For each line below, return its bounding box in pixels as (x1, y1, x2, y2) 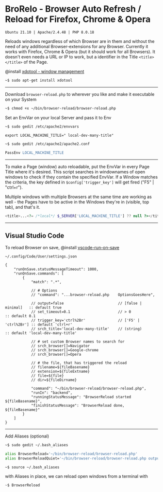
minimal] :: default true (5, 305, 62, 310)
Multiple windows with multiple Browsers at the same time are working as (5, 194, 152, 200)
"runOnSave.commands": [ (14, 271, 64, 276)
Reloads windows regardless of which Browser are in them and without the (5, 38, 155, 44)
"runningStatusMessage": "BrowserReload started (31, 394, 131, 400)
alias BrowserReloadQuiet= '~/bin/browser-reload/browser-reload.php (5, 456, 147, 461)
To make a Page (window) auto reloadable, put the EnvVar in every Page (5, 164, 149, 170)
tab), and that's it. (5, 204, 40, 210)
